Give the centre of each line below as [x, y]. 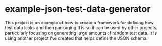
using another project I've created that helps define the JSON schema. [77, 38]
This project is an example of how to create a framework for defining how [79, 23]
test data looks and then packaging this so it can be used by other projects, [81, 27]
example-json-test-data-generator [78, 9]
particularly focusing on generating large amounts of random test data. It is [81, 33]
